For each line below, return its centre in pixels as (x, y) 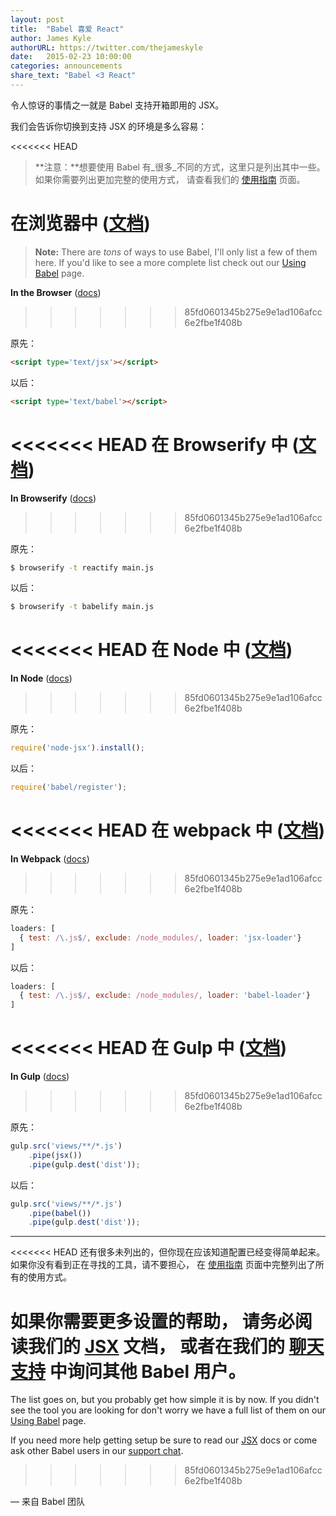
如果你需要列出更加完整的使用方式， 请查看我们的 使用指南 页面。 (170, 179)
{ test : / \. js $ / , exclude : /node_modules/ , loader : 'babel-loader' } (165, 996)
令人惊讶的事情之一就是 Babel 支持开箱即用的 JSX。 (117, 105)
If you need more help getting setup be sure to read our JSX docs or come (164, 1440)
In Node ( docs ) (41, 678)
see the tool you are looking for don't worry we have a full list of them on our (168, 1410)
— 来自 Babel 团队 (47, 1502)
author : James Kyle (51, 38)
